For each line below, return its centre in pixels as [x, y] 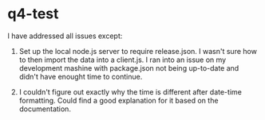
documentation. [45, 109]
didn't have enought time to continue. [81, 76]
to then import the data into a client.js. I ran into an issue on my [123, 60]
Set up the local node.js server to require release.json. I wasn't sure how [138, 51]
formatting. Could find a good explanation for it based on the [119, 100]
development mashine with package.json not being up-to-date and [129, 68]
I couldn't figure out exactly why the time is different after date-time [131, 91]
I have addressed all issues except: [65, 36]
